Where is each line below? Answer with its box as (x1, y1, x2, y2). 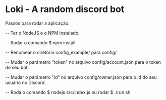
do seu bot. (5, 64, 29, 70)
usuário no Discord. (5, 79, 46, 85)
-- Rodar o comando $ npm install (5, 39, 76, 46)
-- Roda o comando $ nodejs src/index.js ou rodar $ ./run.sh (5, 89, 131, 95)
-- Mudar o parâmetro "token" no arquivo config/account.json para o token (5, 59, 161, 65)
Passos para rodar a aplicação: (5, 20, 70, 26)
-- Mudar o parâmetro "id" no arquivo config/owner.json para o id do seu (5, 74, 157, 80)
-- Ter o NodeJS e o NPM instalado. (5, 30, 80, 36)
